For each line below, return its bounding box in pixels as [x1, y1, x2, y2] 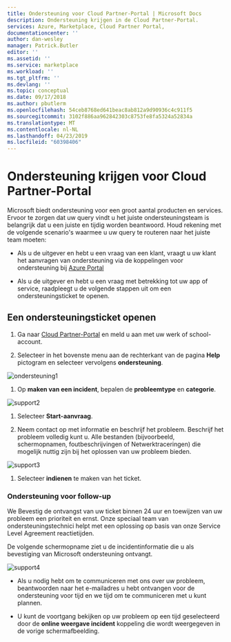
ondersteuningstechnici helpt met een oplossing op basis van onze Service [7, 522, 221, 530]
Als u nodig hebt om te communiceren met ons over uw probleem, [17, 577, 205, 585]
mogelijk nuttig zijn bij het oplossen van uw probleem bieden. [17, 447, 192, 455]
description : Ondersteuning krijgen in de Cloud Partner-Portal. [7, 17, 199, 24]
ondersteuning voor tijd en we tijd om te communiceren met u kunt [17, 591, 207, 600]
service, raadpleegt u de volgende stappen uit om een [17, 284, 171, 293]
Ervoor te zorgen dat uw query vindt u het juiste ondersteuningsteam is [7, 214, 210, 222]
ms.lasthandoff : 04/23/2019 [7, 132, 88, 139]
